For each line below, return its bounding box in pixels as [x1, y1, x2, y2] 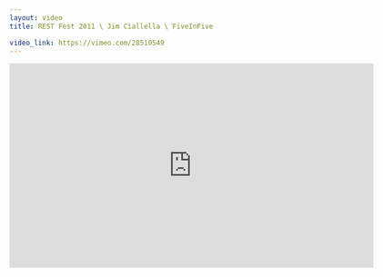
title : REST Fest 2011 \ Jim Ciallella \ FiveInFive [9, 22, 214, 31]
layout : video [9, 13, 64, 23]
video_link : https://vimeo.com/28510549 [9, 38, 166, 47]
